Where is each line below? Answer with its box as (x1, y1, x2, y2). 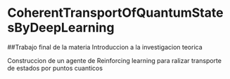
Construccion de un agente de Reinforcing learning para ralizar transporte (7, 56, 222, 64)
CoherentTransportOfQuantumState (7, 5, 224, 21)
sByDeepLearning (7, 20, 115, 36)
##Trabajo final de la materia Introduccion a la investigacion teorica (7, 43, 203, 51)
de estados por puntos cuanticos (7, 64, 103, 72)
